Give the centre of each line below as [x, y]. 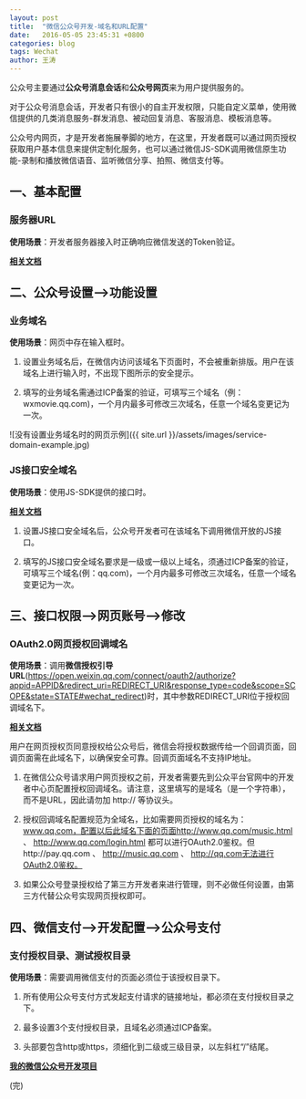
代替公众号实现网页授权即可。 [95, 896]
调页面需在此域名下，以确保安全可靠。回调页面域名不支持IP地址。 [133, 758]
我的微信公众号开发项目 [53, 1066]
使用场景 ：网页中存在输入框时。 [69, 342]
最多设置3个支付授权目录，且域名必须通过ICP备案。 [119, 1028]
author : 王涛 [33, 60]
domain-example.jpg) [50, 445]
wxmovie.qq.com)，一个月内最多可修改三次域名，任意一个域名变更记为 [156, 404]
